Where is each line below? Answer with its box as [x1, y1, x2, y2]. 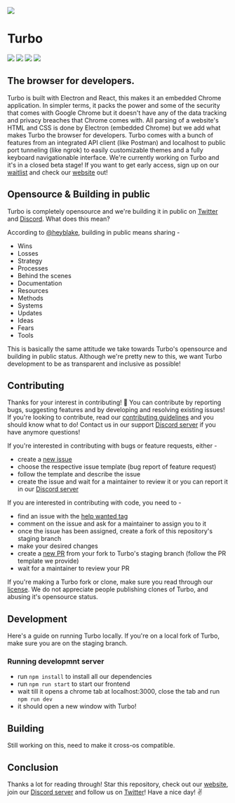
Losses [17, 249, 39, 257]
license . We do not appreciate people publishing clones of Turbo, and [7, 585, 208, 593]
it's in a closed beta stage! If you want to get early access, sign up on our [7, 160, 220, 169]
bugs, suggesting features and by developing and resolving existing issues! [7, 406, 225, 414]
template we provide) [17, 557, 79, 565]
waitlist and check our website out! [7, 168, 109, 177]
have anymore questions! [7, 428, 81, 437]
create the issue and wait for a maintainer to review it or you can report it [17, 477, 228, 486]
